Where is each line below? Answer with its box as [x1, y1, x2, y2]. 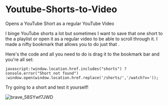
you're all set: [5, 56, 34, 62]
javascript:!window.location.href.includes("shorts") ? [5, 66, 127, 71]
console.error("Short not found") [5, 70, 79, 76]
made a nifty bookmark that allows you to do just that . [5, 41, 120, 47]
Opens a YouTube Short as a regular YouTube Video [5, 20, 114, 27]
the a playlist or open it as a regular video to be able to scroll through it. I [5, 36, 158, 42]
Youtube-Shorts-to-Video [5, 4, 117, 15]
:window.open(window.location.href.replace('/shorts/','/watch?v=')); [5, 75, 159, 80]
